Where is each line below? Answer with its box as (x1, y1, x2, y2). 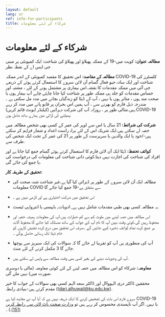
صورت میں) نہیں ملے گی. (5, 271, 52, 276)
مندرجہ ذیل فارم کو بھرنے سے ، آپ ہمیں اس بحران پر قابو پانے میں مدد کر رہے (5, 101, 146, 107)
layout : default (5, 7, 39, 12)
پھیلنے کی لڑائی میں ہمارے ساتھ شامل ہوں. (5, 112, 71, 118)
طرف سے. (5, 138, 25, 144)
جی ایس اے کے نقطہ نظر (5, 64, 51, 70)
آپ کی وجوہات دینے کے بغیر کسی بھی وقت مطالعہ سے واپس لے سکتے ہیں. (12, 255, 129, 261)
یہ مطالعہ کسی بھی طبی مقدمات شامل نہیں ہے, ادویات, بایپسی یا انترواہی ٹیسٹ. (12, 204, 159, 210)
